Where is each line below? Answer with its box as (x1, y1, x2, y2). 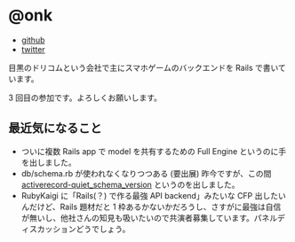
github (20, 35, 45, 45)
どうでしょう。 (76, 223, 131, 234)
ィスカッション (20, 223, 76, 234)
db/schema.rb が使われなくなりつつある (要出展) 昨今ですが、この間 (20, 168, 272, 178)
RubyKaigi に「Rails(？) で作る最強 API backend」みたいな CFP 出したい (20, 190, 286, 200)
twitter (20, 43, 45, 54)
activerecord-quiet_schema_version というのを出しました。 (20, 179, 241, 190)
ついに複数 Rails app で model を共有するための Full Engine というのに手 (20, 145, 287, 156)
